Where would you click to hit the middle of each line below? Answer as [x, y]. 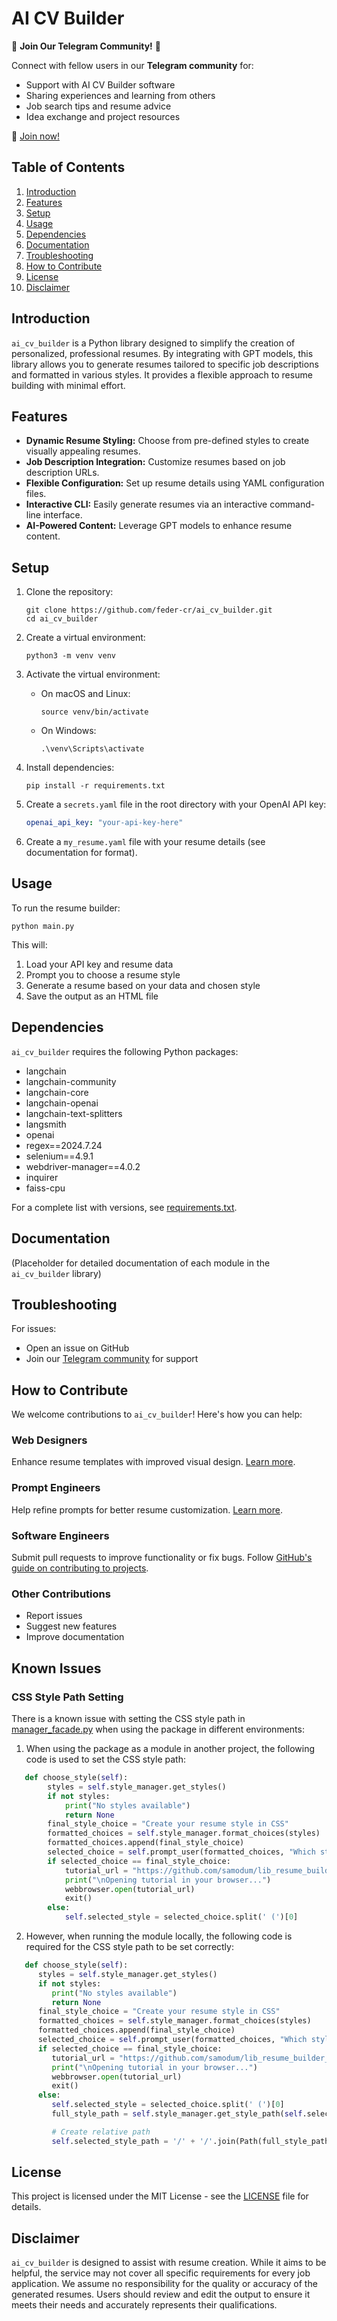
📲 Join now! [36, 136]
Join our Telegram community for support [112, 1359]
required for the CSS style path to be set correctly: [129, 1946]
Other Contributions [61, 1594]
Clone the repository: [69, 592]
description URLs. [62, 473]
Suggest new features [71, 1626]
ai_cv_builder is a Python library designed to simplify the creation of [153, 343]
